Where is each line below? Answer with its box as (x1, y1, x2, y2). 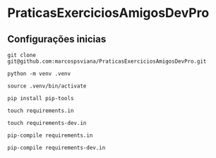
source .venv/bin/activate (7, 83, 87, 90)
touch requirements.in (7, 107, 74, 114)
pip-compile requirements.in (7, 132, 93, 139)
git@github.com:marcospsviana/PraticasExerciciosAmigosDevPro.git (7, 58, 207, 65)
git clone (7, 51, 37, 59)
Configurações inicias (7, 33, 107, 45)
